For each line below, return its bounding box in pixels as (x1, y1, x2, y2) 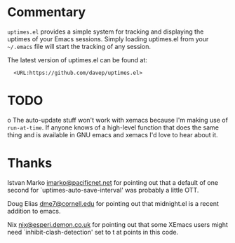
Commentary (7, 4, 86, 20)
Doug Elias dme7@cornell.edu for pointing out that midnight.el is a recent (7, 199, 219, 207)
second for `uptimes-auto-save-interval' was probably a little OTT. (7, 186, 199, 194)
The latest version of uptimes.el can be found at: (7, 55, 147, 64)
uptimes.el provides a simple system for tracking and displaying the (7, 27, 204, 36)
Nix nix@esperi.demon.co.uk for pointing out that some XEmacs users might (7, 220, 228, 228)
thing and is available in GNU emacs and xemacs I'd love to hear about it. (7, 130, 219, 139)
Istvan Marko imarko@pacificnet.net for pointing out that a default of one (7, 178, 219, 186)
